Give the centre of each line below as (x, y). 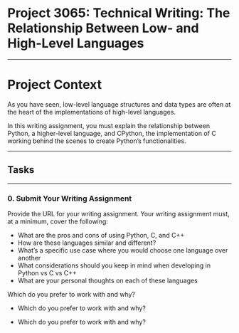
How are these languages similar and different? (87, 243)
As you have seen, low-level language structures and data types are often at (119, 104)
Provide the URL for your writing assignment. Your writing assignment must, (118, 213)
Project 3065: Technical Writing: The (119, 13)
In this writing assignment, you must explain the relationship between (109, 125)
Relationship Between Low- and (103, 28)
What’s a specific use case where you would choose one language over (123, 250)
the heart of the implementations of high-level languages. (92, 112)
